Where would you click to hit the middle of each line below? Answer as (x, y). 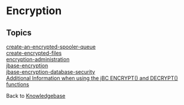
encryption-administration (38, 59)
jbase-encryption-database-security (51, 72)
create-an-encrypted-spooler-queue (51, 47)
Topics (19, 33)
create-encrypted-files (34, 53)
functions (18, 84)
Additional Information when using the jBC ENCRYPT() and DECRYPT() (92, 78)
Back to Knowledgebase (36, 96)
